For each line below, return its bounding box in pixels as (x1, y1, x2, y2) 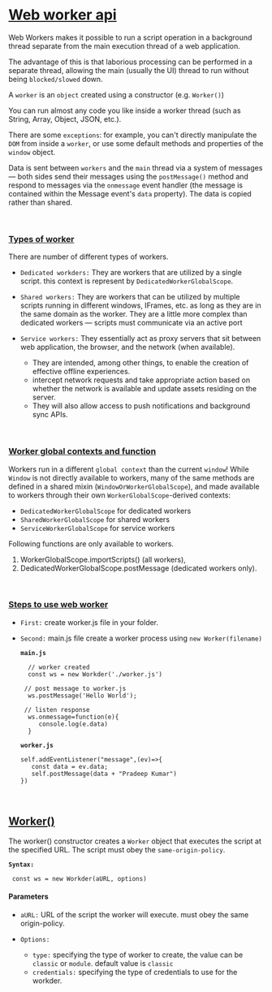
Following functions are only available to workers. (8, 538, 175, 549)
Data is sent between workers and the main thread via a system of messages (8, 162, 263, 172)
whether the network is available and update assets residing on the (32, 384, 257, 394)
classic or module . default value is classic (32, 958, 174, 968)
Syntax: (8, 860, 35, 869)
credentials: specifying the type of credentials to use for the (32, 967, 238, 977)
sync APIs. (32, 410, 68, 420)
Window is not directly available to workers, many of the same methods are (8, 472, 255, 482)
